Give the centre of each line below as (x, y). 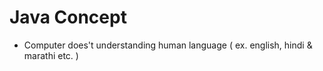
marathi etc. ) (51, 55)
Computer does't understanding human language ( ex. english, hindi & (168, 45)
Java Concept (68, 17)
